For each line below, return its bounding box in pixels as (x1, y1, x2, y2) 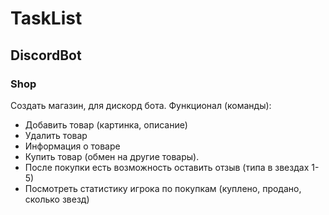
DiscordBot (10, 47, 82, 64)
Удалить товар (24, 129, 88, 141)
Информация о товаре (24, 140, 121, 152)
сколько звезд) (24, 193, 90, 205)
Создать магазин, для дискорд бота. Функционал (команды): (10, 99, 272, 111)
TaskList (10, 7, 83, 30)
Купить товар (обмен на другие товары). (24, 150, 200, 162)
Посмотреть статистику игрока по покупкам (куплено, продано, (24, 182, 302, 194)
